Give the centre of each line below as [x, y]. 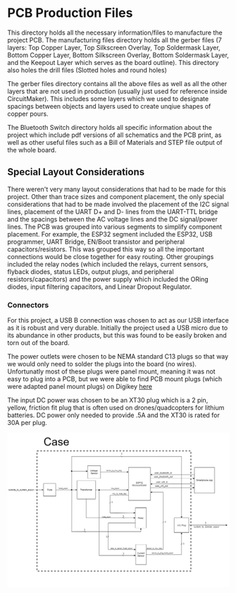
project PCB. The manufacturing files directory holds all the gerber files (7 [114, 40]
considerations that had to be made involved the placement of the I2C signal [118, 204]
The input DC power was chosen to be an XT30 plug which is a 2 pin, [108, 400]
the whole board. [32, 150]
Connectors [28, 305]
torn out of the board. [38, 343]
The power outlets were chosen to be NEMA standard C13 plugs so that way [118, 357]
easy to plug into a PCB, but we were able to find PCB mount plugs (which [115, 379]
